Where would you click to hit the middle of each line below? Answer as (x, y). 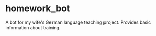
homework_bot (38, 9)
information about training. (33, 27)
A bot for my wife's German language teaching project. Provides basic (78, 22)
